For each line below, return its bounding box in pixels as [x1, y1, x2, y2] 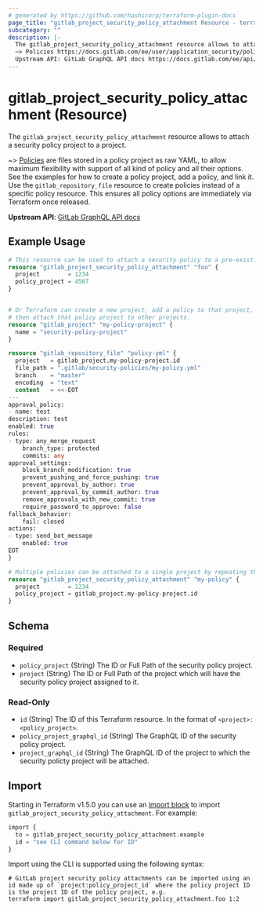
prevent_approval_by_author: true [22, 481, 135, 489]
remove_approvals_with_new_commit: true [22, 496, 156, 503]
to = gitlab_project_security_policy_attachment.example [15, 830, 205, 839]
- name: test [8, 408, 51, 416]
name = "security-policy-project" [15, 327, 128, 336]
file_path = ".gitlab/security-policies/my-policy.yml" [15, 364, 201, 372]
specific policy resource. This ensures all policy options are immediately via [8, 188, 252, 198]
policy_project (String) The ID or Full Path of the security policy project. [19, 660, 253, 670]
